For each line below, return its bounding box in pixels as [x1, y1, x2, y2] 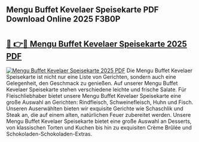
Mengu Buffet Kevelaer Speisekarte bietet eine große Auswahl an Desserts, [6, 118, 192, 125]
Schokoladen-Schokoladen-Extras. [6, 131, 93, 137]
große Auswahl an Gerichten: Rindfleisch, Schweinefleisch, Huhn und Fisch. [6, 98, 194, 106]
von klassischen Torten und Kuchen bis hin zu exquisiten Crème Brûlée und [6, 124, 192, 131]
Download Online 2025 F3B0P [6, 14, 121, 24]
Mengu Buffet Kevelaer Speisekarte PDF [6, 5, 159, 15]
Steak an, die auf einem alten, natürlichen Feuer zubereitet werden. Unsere [6, 112, 191, 118]
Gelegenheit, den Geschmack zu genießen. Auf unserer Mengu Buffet [6, 80, 178, 87]
